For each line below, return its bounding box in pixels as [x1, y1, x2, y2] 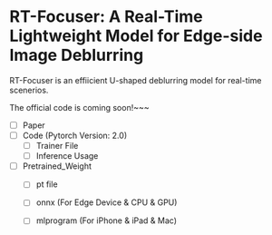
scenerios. [9, 84, 49, 95]
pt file [35, 179, 58, 190]
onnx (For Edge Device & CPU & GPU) [35, 197, 178, 208]
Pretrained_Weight [22, 161, 92, 171]
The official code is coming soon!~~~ [9, 102, 150, 113]
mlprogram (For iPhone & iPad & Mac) [35, 215, 178, 226]
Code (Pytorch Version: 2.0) [22, 130, 128, 141]
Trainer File [35, 141, 79, 152]
